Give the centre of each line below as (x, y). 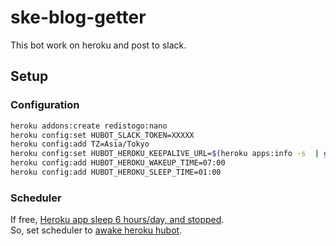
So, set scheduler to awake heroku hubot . (96, 230)
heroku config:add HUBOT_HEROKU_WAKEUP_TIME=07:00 (118, 163)
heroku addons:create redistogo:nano (89, 126)
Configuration (45, 105)
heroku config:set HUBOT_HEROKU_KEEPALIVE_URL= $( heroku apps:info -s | (165, 154)
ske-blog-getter (78, 17)
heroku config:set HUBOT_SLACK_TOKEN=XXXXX (102, 135)
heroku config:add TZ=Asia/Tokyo (80, 144)
